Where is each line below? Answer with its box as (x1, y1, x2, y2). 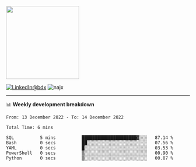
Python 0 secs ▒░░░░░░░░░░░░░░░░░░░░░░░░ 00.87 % (6, 155, 174, 161)
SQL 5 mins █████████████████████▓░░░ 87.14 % (6, 135, 174, 141)
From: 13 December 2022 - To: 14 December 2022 (6, 114, 124, 120)
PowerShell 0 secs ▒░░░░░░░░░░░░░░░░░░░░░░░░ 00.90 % (6, 150, 174, 156)
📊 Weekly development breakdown (6, 101, 94, 107)
